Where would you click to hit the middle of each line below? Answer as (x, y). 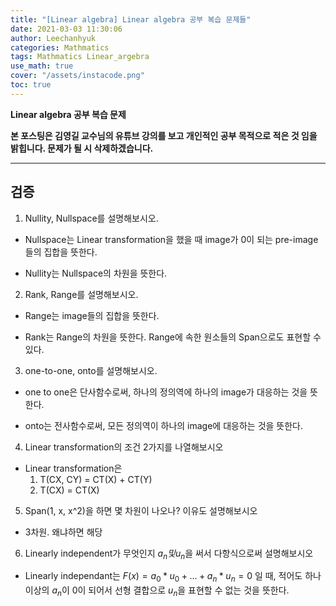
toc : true (31, 85)
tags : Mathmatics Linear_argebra (80, 57)
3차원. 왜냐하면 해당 (63, 532)
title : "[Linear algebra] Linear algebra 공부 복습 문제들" (131, 19)
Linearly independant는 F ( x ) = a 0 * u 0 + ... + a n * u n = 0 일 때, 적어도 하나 (173, 577)
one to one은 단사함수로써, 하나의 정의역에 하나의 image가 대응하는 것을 (166, 392)
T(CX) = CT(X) (69, 490)
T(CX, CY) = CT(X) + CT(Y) (96, 479)
